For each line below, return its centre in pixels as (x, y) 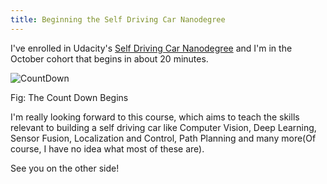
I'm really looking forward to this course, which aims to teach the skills (155, 117)
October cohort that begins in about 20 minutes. (109, 58)
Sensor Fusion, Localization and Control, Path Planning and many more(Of (163, 138)
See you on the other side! (65, 168)
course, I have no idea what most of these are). (107, 148)
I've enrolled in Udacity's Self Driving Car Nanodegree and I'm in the (151, 48)
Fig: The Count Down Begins (69, 97)
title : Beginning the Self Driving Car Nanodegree (118, 19)
